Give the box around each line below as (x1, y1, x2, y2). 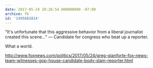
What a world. (5, 44, 33, 49)
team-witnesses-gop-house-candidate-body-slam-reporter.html (5, 58, 134, 64)
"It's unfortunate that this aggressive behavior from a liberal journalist (5, 29, 143, 35)
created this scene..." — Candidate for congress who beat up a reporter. (5, 34, 149, 40)
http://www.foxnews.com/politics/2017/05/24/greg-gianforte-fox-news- (5, 53, 149, 58)
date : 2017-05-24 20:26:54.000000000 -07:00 (5, 7, 96, 12)
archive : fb (5, 11, 29, 16)
